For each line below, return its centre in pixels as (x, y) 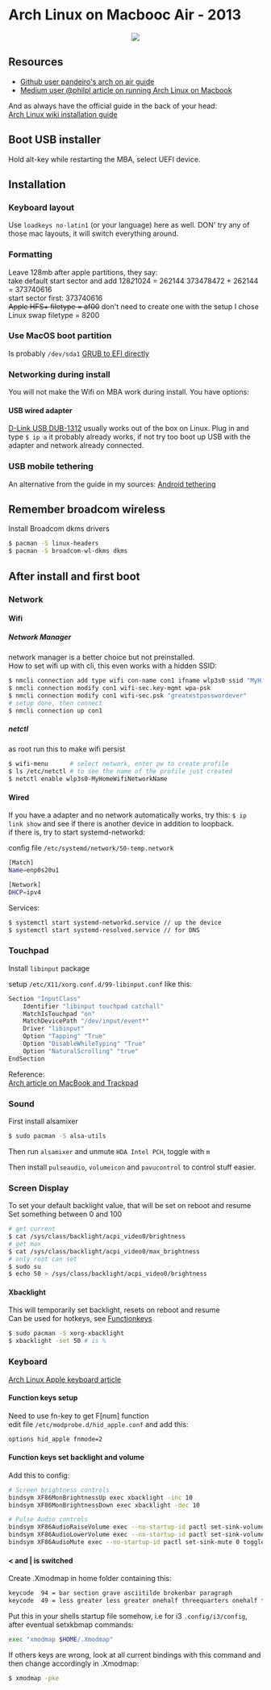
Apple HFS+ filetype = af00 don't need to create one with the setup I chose (134, 306)
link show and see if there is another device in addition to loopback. (121, 824)
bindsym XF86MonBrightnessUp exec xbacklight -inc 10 (101, 1498)
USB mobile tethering (51, 466)
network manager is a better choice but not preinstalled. (102, 657)
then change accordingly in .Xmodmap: (74, 1663)
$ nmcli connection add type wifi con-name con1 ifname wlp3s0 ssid (126, 681)
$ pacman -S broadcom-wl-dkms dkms (68, 551)
